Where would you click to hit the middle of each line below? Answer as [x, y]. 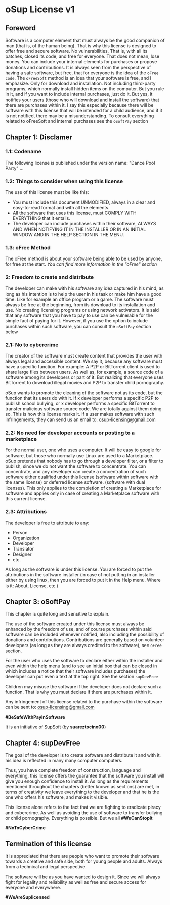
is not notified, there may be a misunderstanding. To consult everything [80, 116]
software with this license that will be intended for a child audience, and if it [84, 110]
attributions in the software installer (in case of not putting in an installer [80, 575]
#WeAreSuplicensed [27, 897]
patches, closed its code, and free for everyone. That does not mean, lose [82, 56]
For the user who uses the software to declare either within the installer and [84, 661]
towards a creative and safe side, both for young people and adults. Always [84, 861]
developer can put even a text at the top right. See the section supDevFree [82, 677]
